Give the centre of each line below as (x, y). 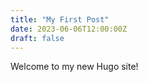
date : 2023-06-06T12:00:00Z (69, 29)
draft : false (37, 38)
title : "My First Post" (60, 19)
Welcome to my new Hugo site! (74, 67)
